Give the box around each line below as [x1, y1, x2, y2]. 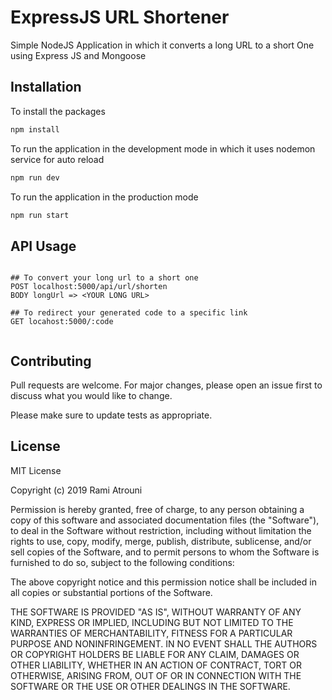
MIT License [10, 464, 62, 476]
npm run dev [10, 172, 60, 183]
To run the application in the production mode [10, 191, 199, 203]
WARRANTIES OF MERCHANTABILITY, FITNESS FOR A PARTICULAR [10, 627, 293, 639]
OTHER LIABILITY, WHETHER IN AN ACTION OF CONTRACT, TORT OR [10, 659, 302, 671]
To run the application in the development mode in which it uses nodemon [10, 142, 316, 155]
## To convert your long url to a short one [10, 273, 199, 283]
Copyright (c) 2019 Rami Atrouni [10, 484, 143, 496]
